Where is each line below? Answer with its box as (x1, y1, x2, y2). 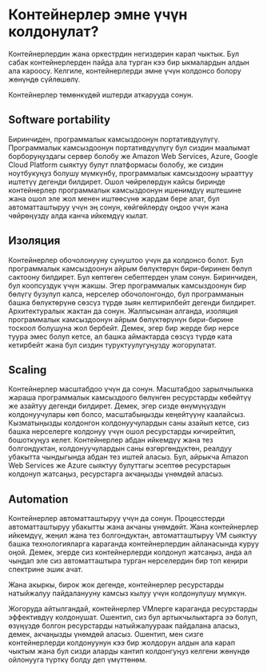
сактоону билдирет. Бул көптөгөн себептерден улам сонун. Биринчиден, (8, 272, 258, 281)
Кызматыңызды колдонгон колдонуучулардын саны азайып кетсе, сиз (8, 418, 249, 428)
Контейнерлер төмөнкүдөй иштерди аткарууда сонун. (8, 89, 193, 99)
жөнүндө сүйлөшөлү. (8, 74, 81, 84)
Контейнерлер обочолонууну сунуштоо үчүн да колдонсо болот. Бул (8, 255, 244, 264)
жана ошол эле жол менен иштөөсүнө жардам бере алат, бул (8, 193, 220, 203)
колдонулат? (8, 22, 99, 41)
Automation (8, 492, 69, 506)
